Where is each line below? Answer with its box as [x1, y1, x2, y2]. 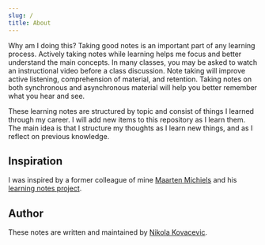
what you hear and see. [8, 91, 85, 100]
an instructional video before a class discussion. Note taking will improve [8, 66, 246, 75]
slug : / [8, 11, 34, 20]
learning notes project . [8, 183, 82, 194]
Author [8, 206, 44, 220]
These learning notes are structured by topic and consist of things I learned [8, 106, 255, 115]
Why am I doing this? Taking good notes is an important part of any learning [8, 40, 256, 50]
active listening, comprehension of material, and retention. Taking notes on [8, 74, 252, 84]
